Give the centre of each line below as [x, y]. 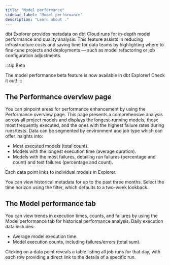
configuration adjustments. [33, 56]
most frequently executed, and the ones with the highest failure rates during [85, 125]
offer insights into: [24, 136]
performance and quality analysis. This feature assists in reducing [74, 39]
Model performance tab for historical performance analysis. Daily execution [84, 221]
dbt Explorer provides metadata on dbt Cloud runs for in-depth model [78, 34]
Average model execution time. [45, 236]
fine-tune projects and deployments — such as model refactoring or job [80, 50]
